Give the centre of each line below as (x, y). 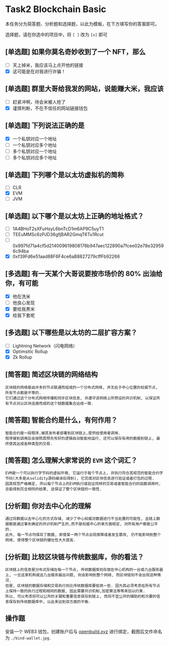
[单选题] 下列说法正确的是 (45, 126)
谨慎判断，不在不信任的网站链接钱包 (50, 108)
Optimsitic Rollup (30, 351)
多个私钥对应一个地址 (34, 151)
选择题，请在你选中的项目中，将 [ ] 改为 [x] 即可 (56, 34)
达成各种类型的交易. (34, 444)
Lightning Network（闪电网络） (45, 345)
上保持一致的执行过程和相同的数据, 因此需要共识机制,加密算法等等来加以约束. (75, 591)
